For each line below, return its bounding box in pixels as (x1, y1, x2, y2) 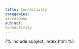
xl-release (5, 16, 28, 21)
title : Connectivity (5, 7, 48, 12)
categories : (5, 12, 30, 16)
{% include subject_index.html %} (5, 38, 74, 44)
